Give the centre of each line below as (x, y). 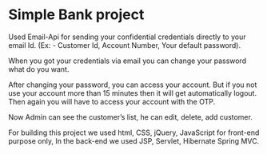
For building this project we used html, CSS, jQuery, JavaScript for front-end (134, 132)
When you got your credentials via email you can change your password (127, 61)
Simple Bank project (76, 15)
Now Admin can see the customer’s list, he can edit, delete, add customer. (131, 116)
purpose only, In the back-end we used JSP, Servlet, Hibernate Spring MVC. (134, 140)
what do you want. (39, 69)
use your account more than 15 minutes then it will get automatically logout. (133, 93)
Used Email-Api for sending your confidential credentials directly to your (127, 37)
